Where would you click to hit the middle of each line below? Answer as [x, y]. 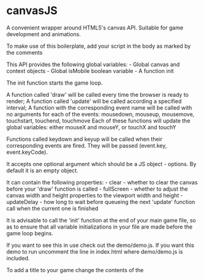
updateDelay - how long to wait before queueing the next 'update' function [101, 202]
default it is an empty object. [42, 170]
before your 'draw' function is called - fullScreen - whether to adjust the [97, 189]
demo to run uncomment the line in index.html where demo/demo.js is [95, 251]
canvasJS [32, 11]
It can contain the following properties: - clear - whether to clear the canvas [102, 182]
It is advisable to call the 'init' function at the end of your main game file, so [101, 220]
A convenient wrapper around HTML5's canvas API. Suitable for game [95, 28]
